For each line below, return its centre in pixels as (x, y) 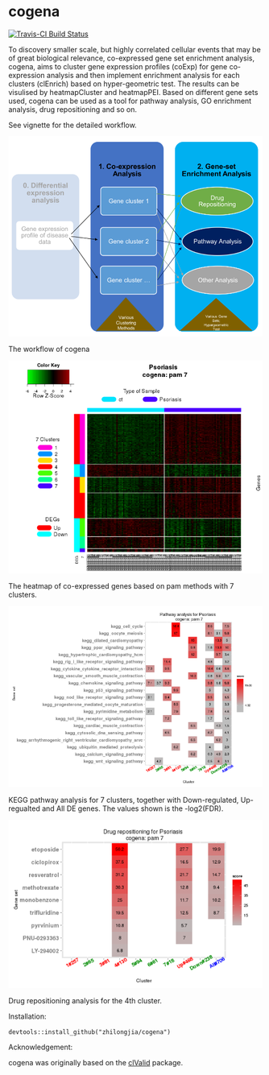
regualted (24, 808)
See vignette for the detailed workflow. (72, 125)
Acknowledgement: (41, 1047)
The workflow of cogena (49, 349)
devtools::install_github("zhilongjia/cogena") (90, 1032)
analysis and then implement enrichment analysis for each (143, 75)
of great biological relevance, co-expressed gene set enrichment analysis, (132, 58)
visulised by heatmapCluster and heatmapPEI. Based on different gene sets (133, 92)
